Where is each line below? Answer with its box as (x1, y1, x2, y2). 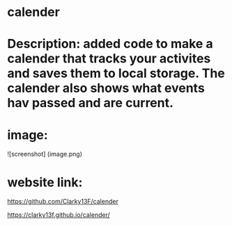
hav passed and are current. (7, 95, 174, 111)
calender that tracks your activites (7, 51, 211, 67)
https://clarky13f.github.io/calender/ (7, 211, 110, 219)
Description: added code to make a (7, 36, 214, 52)
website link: (7, 175, 83, 190)
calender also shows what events (7, 81, 206, 96)
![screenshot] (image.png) (7, 150, 82, 159)
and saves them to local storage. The (7, 65, 225, 81)
